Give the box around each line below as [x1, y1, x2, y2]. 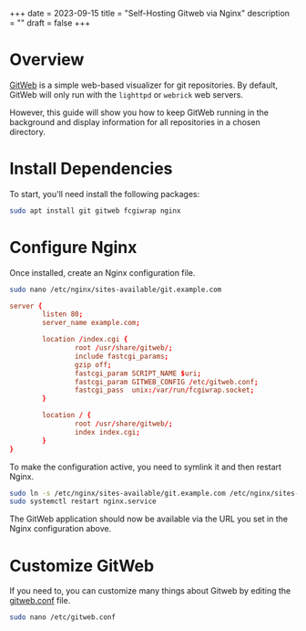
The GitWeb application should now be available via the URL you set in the [9, 513, 289, 524]
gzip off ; [74, 360, 112, 369]
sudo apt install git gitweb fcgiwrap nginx [9, 205, 181, 216]
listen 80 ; [42, 310, 84, 319]
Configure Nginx [9, 237, 138, 258]
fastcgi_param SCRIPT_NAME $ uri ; [74, 369, 202, 378]
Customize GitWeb [9, 555, 155, 576]
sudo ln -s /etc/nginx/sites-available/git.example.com [9, 489, 226, 498]
